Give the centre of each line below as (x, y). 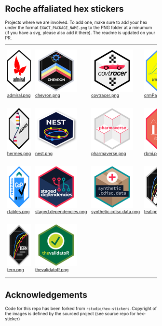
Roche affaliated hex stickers (64, 9)
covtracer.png (105, 95)
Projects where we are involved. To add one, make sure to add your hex (76, 22)
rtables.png (18, 212)
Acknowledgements (46, 295)
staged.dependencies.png (61, 212)
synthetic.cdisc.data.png (115, 212)
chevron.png (47, 95)
